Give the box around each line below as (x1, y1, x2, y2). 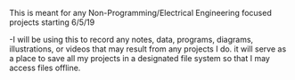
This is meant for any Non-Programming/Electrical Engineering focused (9, 8, 272, 18)
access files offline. (9, 62, 81, 73)
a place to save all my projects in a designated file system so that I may (9, 53, 270, 63)
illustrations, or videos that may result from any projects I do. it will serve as (9, 44, 287, 54)
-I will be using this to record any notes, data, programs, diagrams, (9, 35, 254, 44)
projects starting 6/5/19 (9, 17, 95, 28)
